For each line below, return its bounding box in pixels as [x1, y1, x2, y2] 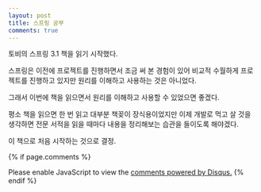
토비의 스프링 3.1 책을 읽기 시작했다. [8, 49, 118, 59]
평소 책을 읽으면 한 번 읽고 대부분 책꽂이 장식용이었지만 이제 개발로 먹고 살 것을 [8, 109, 251, 119]
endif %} [8, 176, 37, 186]
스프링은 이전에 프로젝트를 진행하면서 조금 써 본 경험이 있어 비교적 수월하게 [8, 66, 240, 75]
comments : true [8, 26, 59, 34]
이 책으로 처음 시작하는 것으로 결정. [8, 136, 117, 146]
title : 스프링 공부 [8, 19, 64, 27]
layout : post [8, 11, 52, 20]
